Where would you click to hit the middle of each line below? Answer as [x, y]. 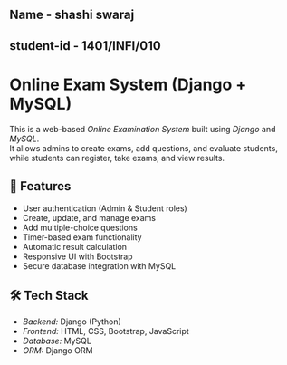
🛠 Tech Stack [49, 295]
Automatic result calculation [75, 246]
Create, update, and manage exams [89, 217]
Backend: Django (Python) [72, 322]
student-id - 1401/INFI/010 [85, 46]
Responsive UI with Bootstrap [77, 256]
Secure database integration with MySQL [99, 265]
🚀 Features [40, 186]
